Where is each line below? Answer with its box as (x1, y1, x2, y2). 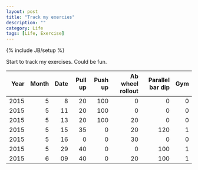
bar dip (149, 83, 170, 91)
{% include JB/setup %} (6, 47, 65, 54)
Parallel (148, 76, 170, 84)
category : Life (6, 25, 44, 31)
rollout (120, 87, 138, 95)
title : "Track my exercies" (6, 14, 75, 20)
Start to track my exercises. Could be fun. (6, 58, 107, 66)
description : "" (6, 19, 46, 25)
